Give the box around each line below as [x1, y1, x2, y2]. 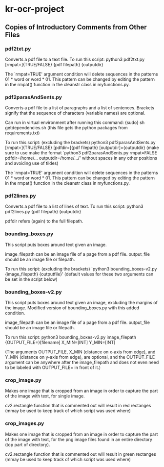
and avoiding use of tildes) [5, 160, 59, 166]
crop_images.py [5, 420, 44, 427]
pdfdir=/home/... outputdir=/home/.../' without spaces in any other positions [5, 155, 158, 161]
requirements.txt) [5, 130, 40, 136]
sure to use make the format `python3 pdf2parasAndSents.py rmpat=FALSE [5, 150, 158, 156]
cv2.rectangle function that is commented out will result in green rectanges [5, 451, 156, 457]
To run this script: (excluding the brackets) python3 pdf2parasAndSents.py [5, 140, 156, 146]
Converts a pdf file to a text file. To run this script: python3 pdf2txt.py [5, 56, 145, 62]
